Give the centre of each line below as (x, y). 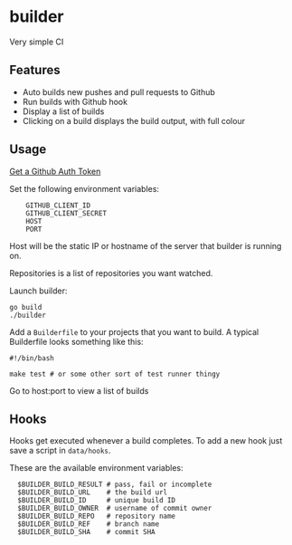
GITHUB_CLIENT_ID (58, 206)
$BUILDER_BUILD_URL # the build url (93, 492)
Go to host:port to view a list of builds (79, 390)
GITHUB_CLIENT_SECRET (66, 213)
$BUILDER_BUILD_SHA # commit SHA (86, 532)
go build (26, 307)
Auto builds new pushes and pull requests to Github (118, 91)
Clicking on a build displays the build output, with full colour (134, 120)
